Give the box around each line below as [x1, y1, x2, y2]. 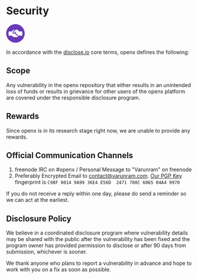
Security [6, 4, 49, 18]
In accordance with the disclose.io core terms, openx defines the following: [6, 49, 190, 56]
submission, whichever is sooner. [6, 248, 87, 255]
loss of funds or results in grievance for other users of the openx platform [6, 88, 186, 95]
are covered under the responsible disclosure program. [6, 94, 141, 101]
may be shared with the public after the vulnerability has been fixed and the [6, 236, 190, 243]
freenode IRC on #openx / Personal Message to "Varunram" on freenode [14, 166, 192, 173]
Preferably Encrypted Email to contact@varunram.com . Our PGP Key [14, 172, 182, 179]
